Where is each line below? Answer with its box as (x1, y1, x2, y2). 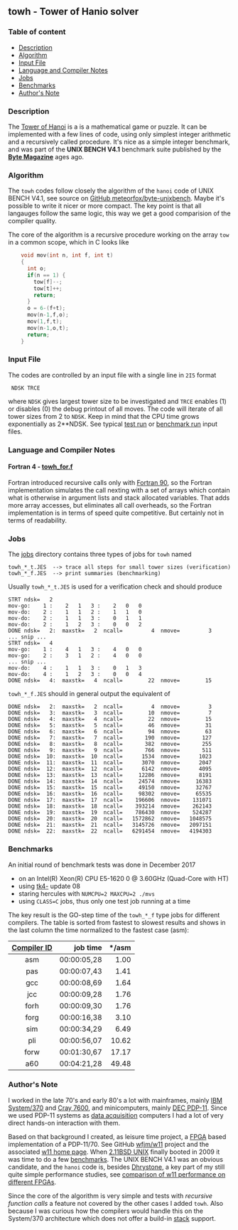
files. (8, 427, 23, 436)
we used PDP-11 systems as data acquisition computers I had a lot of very (8, 1111, 224, 1119)
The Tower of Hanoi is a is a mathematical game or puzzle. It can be (8, 122, 207, 131)
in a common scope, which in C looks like (8, 238, 130, 247)
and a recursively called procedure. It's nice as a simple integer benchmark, (8, 137, 230, 146)
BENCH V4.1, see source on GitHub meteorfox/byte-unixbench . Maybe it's (8, 194, 225, 203)
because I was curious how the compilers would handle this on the (8, 1207, 203, 1215)
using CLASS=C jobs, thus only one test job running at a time (18, 897, 191, 905)
